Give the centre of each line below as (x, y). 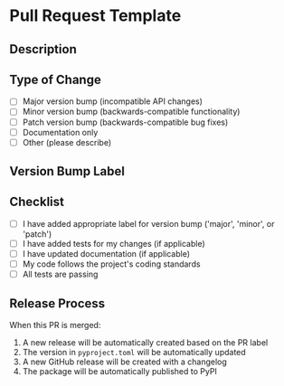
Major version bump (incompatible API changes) (113, 101)
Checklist (37, 202)
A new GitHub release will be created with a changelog (125, 362)
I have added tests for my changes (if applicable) (114, 243)
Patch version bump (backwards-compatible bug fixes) (125, 122)
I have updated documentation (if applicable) (106, 254)
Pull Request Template (95, 16)
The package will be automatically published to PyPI (119, 372)
